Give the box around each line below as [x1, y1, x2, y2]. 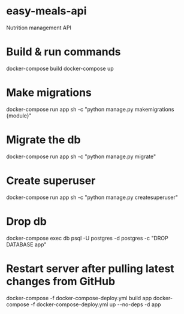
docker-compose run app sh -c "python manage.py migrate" [6, 153, 156, 160]
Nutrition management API [6, 24, 72, 31]
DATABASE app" [6, 241, 47, 248]
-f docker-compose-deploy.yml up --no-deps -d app [31, 301, 161, 308]
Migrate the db [6, 133, 81, 146]
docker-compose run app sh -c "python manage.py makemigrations [6, 105, 174, 113]
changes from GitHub [6, 274, 116, 288]
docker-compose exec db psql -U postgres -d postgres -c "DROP [6, 234, 169, 241]
